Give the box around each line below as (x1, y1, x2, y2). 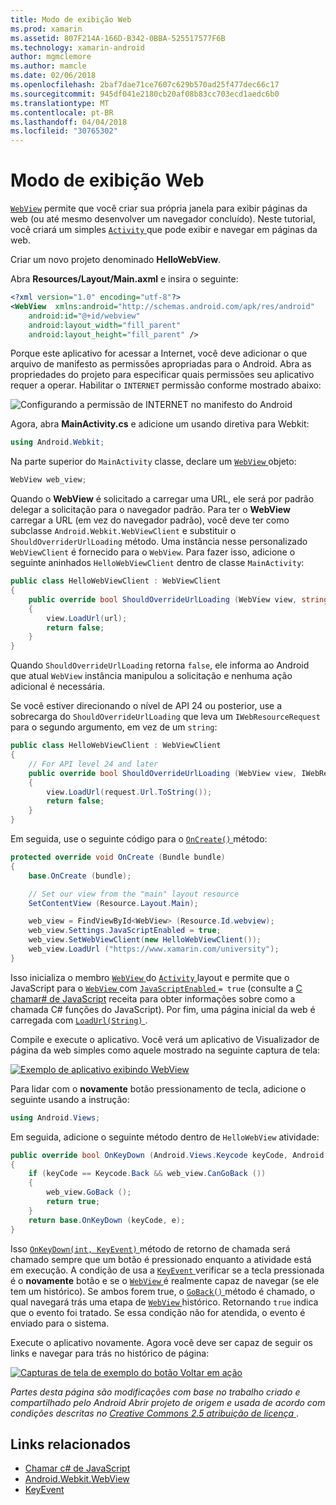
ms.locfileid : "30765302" (10, 126, 118, 136)
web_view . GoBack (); (46, 1187, 132, 1198)
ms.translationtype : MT (10, 98, 110, 108)
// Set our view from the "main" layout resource (28, 889, 240, 899)
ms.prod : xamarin (10, 24, 83, 34)
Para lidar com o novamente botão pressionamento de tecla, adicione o (10, 1082, 307, 1095)
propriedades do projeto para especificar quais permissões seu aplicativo (10, 369, 315, 381)
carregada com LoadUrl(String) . (10, 1014, 148, 1026)
